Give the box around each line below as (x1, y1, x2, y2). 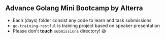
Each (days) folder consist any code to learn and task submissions (12, 17, 152, 23)
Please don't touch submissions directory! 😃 (12, 27, 107, 34)
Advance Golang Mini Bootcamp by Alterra (5, 4, 143, 12)
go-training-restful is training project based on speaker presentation (12, 22, 160, 28)
